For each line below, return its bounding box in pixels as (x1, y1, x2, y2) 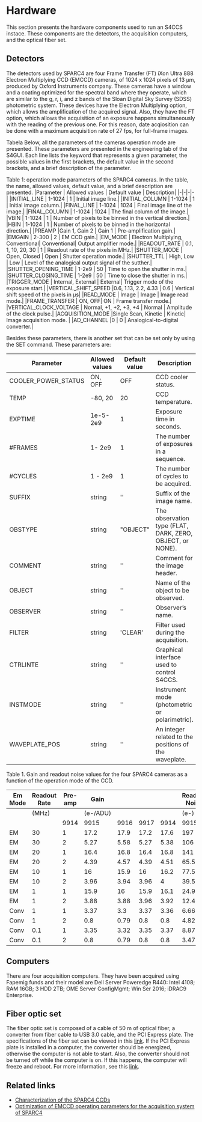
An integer (155, 725, 185, 733)
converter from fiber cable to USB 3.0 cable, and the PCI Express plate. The (6, 1031, 194, 1038)
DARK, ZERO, (155, 529, 193, 537)
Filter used (155, 620, 186, 629)
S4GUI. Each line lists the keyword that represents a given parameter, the (6, 151, 188, 159)
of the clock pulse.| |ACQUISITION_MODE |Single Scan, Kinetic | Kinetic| (6, 310, 186, 317)
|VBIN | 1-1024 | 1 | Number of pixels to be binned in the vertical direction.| (6, 214, 191, 221)
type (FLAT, (155, 521, 189, 529)
